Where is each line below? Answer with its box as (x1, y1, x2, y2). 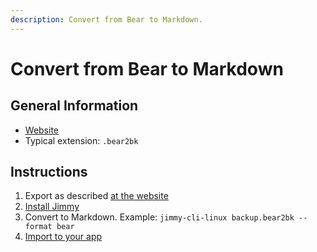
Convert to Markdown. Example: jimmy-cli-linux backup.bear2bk (24, 211, 295, 223)
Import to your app (24, 231, 103, 243)
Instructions (10, 164, 88, 181)
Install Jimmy (24, 201, 80, 213)
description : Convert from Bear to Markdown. (10, 14, 203, 25)
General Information (10, 97, 139, 115)
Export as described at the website (24, 190, 169, 202)
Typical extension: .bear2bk (24, 134, 139, 146)
